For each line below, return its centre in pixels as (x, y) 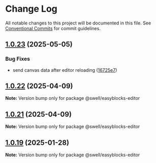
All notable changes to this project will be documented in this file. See (78, 23)
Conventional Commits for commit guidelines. (53, 28)
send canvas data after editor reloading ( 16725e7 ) (65, 70)
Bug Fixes (18, 59)
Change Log (31, 9)
